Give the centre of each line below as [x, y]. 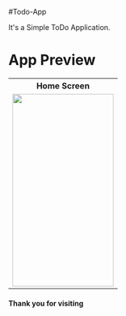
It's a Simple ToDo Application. [59, 27]
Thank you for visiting [46, 303]
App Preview [52, 60]
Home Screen [63, 86]
